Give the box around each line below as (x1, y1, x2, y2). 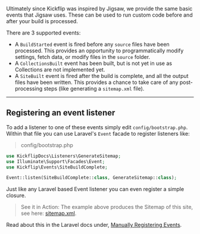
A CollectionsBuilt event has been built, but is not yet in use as (14, 60, 173, 67)
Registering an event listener (6, 108, 115, 118)
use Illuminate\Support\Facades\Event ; (6, 158, 105, 164)
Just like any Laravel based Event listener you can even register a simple (6, 186, 185, 193)
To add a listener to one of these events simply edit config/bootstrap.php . (6, 123, 188, 130)
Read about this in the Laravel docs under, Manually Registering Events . (6, 221, 182, 229)
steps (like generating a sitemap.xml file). (43, 85, 145, 92)
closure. (6, 192, 26, 199)
